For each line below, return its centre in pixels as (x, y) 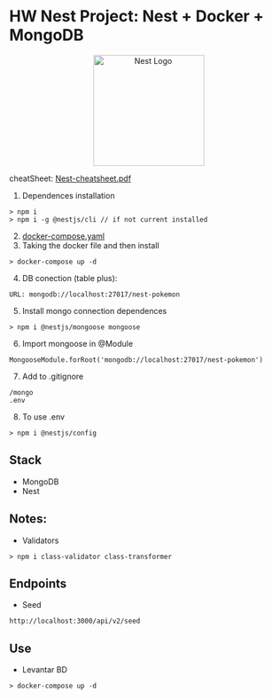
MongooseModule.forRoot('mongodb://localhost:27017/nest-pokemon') (136, 360)
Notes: (28, 519)
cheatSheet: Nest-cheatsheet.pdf (70, 178)
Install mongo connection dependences (94, 310)
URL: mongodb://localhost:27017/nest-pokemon (94, 295)
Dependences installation (68, 195)
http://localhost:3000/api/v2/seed (75, 621)
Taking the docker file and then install (90, 245)
